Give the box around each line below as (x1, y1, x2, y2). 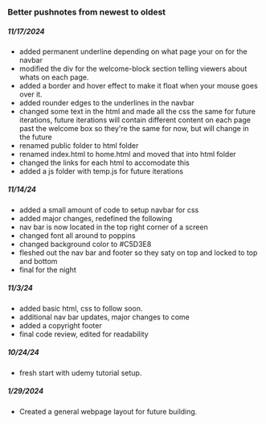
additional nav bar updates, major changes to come (18, 312, 190, 322)
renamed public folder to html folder (18, 140, 139, 150)
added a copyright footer (18, 320, 102, 330)
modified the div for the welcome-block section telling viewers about (18, 64, 248, 73)
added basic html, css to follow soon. (18, 303, 143, 313)
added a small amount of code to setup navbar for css (18, 204, 199, 215)
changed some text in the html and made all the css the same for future (18, 106, 256, 116)
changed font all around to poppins (18, 230, 136, 240)
